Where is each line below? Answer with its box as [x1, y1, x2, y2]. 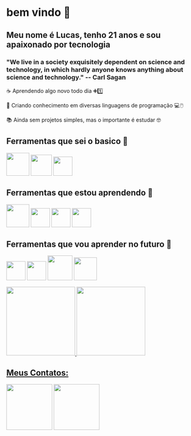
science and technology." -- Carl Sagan [6, 73, 126, 81]
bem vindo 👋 [6, 5, 71, 20]
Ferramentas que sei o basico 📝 [6, 136, 128, 147]
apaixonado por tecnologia [6, 39, 111, 49]
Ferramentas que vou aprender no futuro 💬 [6, 239, 172, 249]
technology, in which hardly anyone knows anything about [6, 65, 184, 74]
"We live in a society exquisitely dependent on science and [6, 57, 185, 66]
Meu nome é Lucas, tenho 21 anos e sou [6, 30, 161, 40]
